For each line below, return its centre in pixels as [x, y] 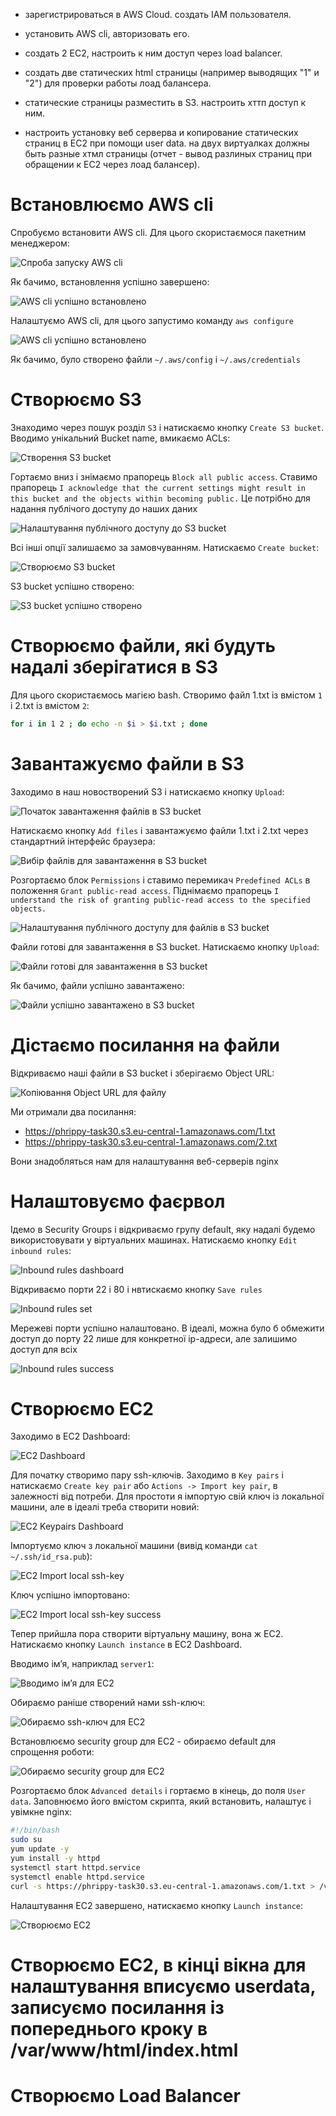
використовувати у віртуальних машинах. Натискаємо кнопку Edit [154, 1240]
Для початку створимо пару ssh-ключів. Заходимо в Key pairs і [147, 1475]
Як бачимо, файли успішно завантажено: [97, 985]
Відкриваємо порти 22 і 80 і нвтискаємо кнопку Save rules [136, 1289]
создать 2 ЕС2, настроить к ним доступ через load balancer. [153, 53]
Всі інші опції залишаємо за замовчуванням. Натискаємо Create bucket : [165, 547]
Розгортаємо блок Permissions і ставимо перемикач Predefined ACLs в [160, 880]
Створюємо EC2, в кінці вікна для [158, 1965]
